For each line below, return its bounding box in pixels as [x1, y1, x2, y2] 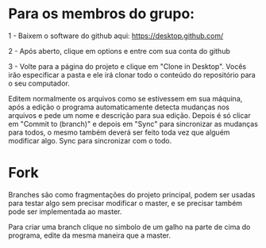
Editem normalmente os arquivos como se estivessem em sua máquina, [8, 93, 243, 103]
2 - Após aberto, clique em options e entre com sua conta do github [8, 46, 230, 55]
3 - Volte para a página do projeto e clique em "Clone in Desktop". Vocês [8, 61, 247, 71]
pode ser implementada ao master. [8, 207, 122, 216]
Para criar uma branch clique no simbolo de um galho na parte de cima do [8, 222, 251, 231]
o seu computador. [8, 78, 70, 88]
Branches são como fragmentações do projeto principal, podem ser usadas [8, 189, 256, 199]
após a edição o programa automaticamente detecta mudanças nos [8, 102, 230, 112]
